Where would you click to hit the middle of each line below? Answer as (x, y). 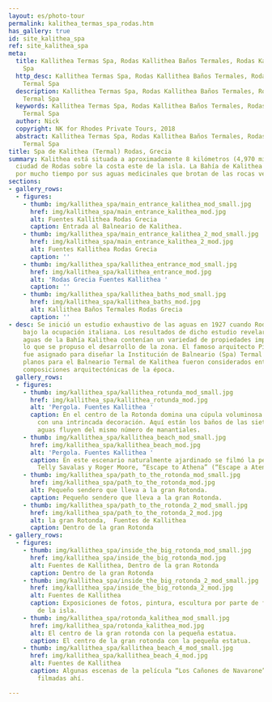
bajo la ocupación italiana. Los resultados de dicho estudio (130, 332)
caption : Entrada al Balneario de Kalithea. (106, 227)
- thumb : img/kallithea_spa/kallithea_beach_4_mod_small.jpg (128, 649)
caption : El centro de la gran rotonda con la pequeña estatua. (140, 640)
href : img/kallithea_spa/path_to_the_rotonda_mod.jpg (123, 483)
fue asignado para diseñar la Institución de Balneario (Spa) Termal (143, 355)
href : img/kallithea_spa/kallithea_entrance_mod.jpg (121, 272)
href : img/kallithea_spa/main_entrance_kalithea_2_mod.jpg (131, 242)
